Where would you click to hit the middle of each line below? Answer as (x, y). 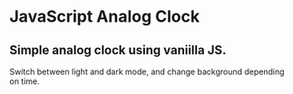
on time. (25, 81)
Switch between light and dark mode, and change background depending (147, 71)
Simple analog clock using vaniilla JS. (118, 50)
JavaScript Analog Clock (105, 17)
